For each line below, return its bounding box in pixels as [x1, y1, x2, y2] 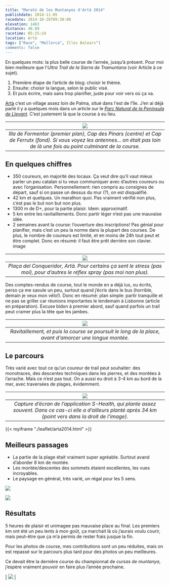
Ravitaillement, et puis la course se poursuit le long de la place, [10, 328, 160, 335]
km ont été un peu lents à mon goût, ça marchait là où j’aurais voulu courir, [5, 528, 161, 534]
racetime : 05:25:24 [5, 31, 47, 36]
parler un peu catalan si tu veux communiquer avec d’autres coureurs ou [12, 179, 164, 185]
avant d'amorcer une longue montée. [40, 335, 130, 342]
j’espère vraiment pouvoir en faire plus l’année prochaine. [5, 564, 125, 570]
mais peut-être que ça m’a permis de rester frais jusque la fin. [5, 533, 134, 539]
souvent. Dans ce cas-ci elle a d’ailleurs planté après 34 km [13, 407, 157, 414]
